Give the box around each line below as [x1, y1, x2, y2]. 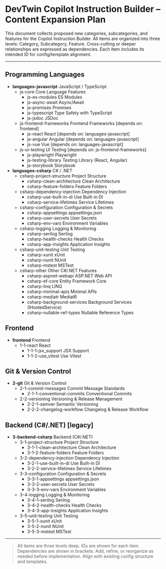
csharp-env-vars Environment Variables [27, 220, 109, 226]
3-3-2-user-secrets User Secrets [27, 481, 95, 487]
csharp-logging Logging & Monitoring [19, 225, 96, 231]
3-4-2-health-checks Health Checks [27, 502, 102, 508]
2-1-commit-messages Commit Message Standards [19, 385, 125, 391]
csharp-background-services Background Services [27, 299, 132, 305]
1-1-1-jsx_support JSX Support [27, 347, 89, 353]
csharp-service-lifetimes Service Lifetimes [27, 199, 114, 205]
